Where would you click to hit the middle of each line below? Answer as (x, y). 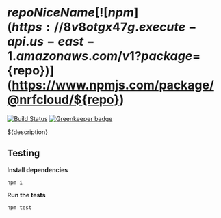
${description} (27, 132)
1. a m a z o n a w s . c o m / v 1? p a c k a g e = (104, 56)
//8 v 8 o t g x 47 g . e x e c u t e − (125, 27)
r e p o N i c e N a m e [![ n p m (71, 13)
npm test (19, 207)
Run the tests (26, 195)
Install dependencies (38, 169)
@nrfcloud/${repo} (63, 100)
